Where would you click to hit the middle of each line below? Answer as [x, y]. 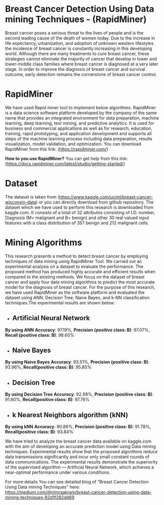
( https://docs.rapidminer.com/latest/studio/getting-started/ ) [65, 163]
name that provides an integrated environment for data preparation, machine [82, 118]
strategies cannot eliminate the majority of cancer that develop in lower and [81, 59]
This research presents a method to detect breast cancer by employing [77, 256]
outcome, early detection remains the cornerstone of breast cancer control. [81, 74]
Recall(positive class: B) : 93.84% [39, 432]
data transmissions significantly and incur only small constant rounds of [77, 457]
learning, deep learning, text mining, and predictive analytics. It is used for [80, 123]
